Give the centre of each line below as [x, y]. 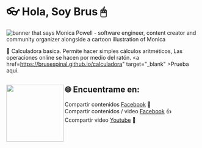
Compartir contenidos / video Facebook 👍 [118, 111]
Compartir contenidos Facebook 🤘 [108, 104]
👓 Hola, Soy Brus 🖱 [56, 12]
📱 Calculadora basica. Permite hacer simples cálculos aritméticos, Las [95, 51]
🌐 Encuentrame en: [103, 90]
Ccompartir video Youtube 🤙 [100, 120]
